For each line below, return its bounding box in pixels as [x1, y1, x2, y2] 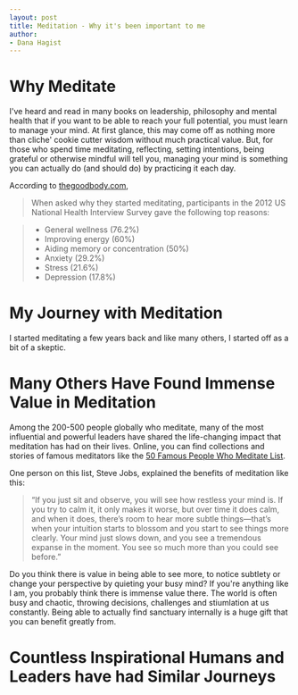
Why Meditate [9, 77, 116, 96]
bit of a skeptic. [9, 342, 67, 353]
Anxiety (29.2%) [44, 253, 105, 264]
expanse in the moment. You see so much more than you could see [30, 542, 279, 553]
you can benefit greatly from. [9, 616, 117, 627]
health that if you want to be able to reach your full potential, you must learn [9, 115, 288, 126]
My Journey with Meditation [9, 303, 223, 323]
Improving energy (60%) [44, 234, 136, 245]
